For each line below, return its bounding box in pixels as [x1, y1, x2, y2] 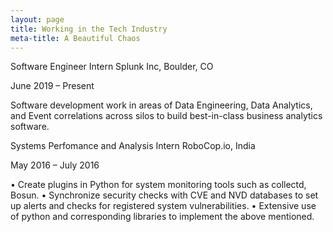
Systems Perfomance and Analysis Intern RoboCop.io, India [10, 140, 256, 152]
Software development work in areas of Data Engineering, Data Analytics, [10, 99, 313, 111]
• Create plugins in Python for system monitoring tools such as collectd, [10, 179, 307, 191]
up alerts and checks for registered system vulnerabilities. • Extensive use [10, 200, 317, 212]
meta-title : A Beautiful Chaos [10, 33, 141, 43]
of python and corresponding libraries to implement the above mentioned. [10, 211, 315, 223]
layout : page [10, 14, 65, 25]
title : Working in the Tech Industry [10, 24, 168, 34]
